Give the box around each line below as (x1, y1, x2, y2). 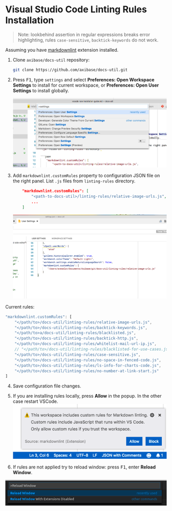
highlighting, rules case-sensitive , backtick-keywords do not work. (17, 37, 159, 43)
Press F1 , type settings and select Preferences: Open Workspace (12, 76, 155, 83)
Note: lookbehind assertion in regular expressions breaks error (17, 31, 150, 37)
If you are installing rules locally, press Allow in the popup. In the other (12, 393, 162, 399)
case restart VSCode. (12, 398, 58, 404)
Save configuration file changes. (12, 383, 81, 389)
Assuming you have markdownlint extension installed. (5, 47, 119, 53)
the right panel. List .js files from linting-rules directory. (12, 178, 136, 184)
